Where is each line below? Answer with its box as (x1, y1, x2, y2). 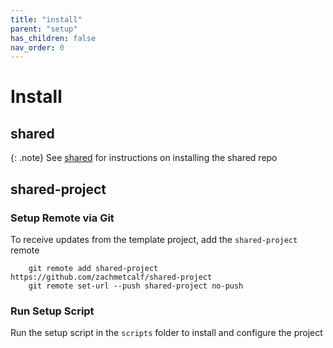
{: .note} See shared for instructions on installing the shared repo (10, 152, 278, 164)
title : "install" (10, 14, 83, 25)
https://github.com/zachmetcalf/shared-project (10, 272, 213, 282)
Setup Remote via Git (10, 211, 115, 225)
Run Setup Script (10, 304, 95, 318)
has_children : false (10, 33, 97, 43)
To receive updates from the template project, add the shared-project (10, 233, 298, 245)
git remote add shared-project (28, 263, 159, 273)
